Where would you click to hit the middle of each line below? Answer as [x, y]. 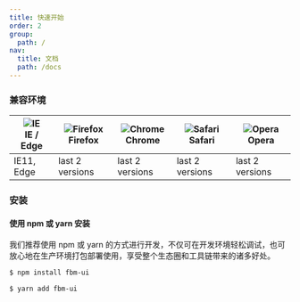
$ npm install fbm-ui [50, 273]
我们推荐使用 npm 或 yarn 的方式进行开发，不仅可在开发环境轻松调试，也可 [147, 245]
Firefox [83, 141]
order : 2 [25, 26]
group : [21, 34]
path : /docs [40, 68]
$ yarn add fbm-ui [43, 289]
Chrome [142, 141]
